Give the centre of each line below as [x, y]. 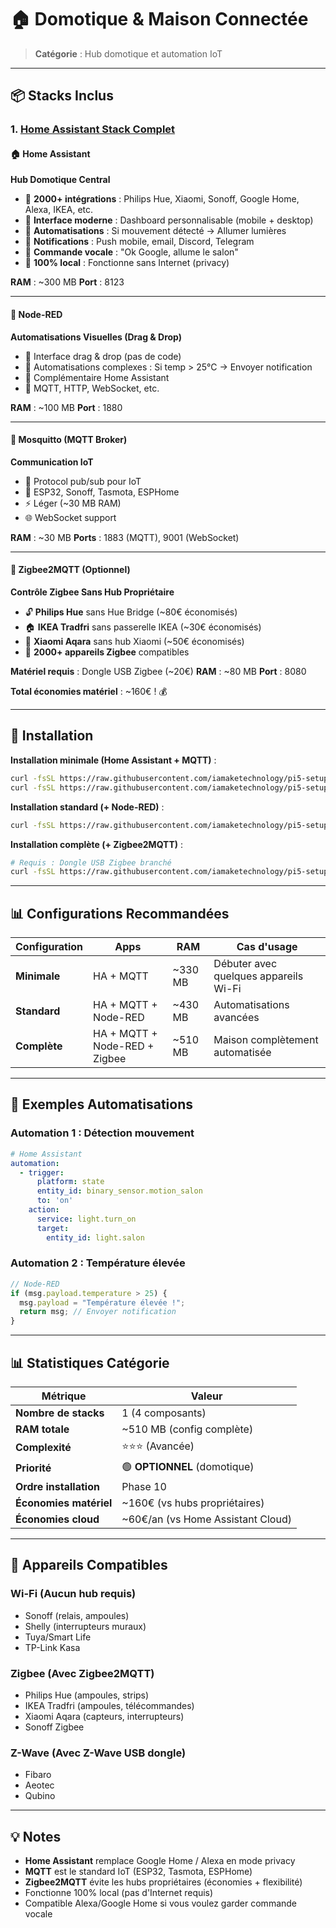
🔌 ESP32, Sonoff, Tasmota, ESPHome [102, 492]
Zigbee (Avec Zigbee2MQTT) [82, 1673]
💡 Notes [36, 1836]
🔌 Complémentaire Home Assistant [97, 377]
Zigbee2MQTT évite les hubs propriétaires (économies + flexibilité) [163, 1882]
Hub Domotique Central [60, 180]
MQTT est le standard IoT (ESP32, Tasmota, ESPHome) [138, 1872]
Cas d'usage [267, 947]
